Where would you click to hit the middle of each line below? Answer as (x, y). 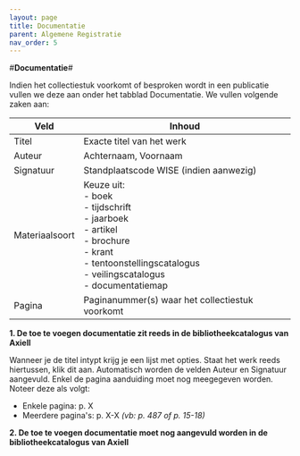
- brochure (107, 241)
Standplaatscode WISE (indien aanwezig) (170, 171)
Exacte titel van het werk (135, 141)
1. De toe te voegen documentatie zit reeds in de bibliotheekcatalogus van (149, 334)
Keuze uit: (104, 185)
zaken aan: (29, 105)
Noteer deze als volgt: (50, 389)
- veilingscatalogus (124, 274)
